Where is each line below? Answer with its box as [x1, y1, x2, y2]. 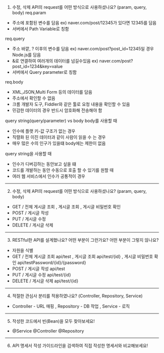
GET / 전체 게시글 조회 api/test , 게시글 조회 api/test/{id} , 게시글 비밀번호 [12, 253, 153, 259]
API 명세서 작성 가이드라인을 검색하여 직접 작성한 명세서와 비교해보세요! [12, 343, 148, 348]
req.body [5, 79, 23, 84]
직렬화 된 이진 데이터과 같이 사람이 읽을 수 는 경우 [12, 134, 106, 140]
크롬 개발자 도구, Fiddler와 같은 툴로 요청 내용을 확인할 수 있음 [12, 102, 130, 107]
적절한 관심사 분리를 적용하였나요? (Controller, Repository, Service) [12, 293, 143, 299]
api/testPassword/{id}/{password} [17, 260, 86, 265]
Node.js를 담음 [12, 52, 41, 58]
